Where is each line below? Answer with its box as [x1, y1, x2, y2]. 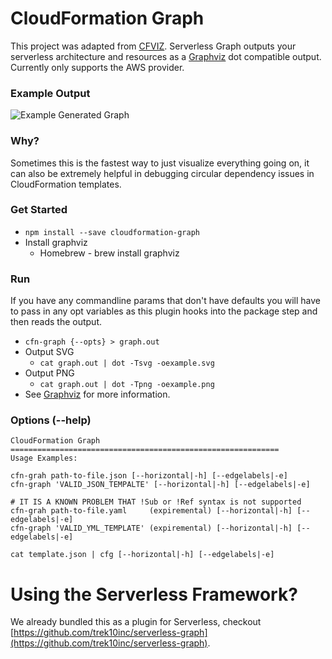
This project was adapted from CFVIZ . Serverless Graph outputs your [10, 40, 297, 52]
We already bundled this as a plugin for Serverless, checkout [10, 616, 262, 628]
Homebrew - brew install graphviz [39, 247, 180, 259]
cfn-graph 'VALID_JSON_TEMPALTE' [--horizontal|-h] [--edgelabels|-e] [10, 480, 311, 490]
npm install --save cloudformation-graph [24, 227, 200, 237]
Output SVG [24, 346, 75, 358]
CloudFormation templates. [10, 178, 122, 190]
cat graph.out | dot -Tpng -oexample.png [39, 380, 215, 390]
